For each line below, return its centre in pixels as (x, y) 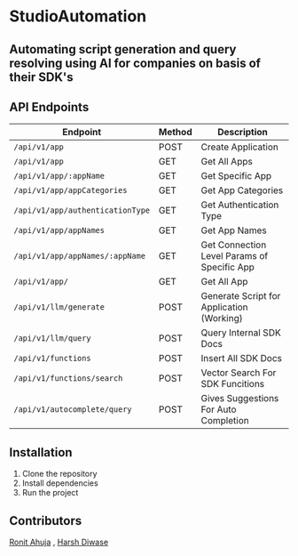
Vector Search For (239, 373)
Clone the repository (59, 474)
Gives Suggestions (240, 399)
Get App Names (234, 230)
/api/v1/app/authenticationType (82, 210)
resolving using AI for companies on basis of (135, 63)
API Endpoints (49, 107)
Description (243, 133)
